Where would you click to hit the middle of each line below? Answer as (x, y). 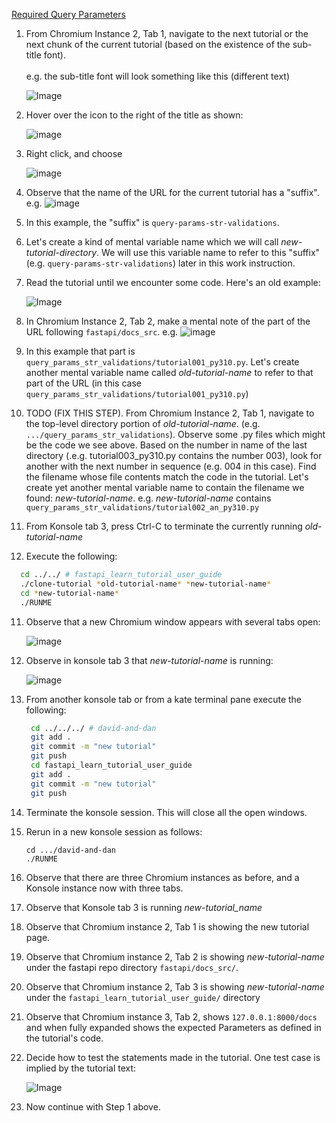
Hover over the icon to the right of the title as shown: (134, 115)
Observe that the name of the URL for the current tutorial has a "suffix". (172, 192)
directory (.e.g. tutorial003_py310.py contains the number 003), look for (174, 455)
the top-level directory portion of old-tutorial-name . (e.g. (143, 423)
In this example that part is (80, 351)
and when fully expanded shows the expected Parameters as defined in (173, 1027)
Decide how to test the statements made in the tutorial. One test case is (173, 1057)
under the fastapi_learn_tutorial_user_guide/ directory (143, 997)
